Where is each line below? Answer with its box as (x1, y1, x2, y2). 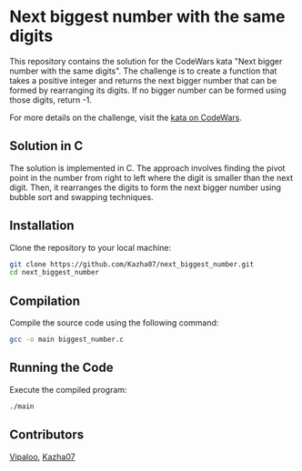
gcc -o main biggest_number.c (9, 335, 125, 345)
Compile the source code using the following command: (9, 317, 219, 328)
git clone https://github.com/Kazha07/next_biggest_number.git (9, 259, 255, 269)
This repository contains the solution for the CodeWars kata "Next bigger (9, 55, 283, 66)
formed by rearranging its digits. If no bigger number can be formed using (9, 85, 287, 95)
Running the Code (9, 360, 114, 376)
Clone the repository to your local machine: (9, 242, 172, 253)
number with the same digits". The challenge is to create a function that (9, 65, 277, 76)
